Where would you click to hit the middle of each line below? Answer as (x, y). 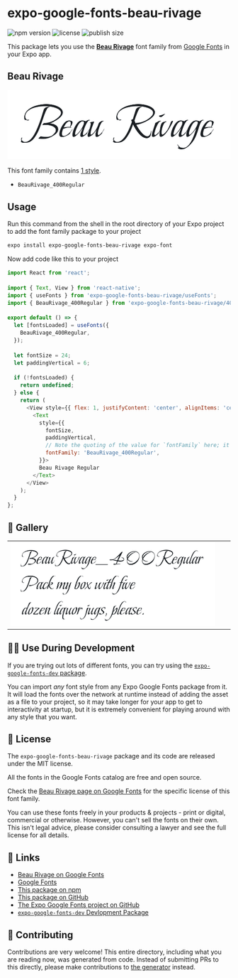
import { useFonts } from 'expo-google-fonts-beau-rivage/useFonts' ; (112, 295)
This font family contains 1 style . (54, 171)
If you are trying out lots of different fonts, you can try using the (100, 665)
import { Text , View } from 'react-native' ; (74, 288)
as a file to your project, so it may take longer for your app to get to (105, 702)
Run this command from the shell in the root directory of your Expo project (116, 224)
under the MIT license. (40, 764)
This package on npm (49, 890)
